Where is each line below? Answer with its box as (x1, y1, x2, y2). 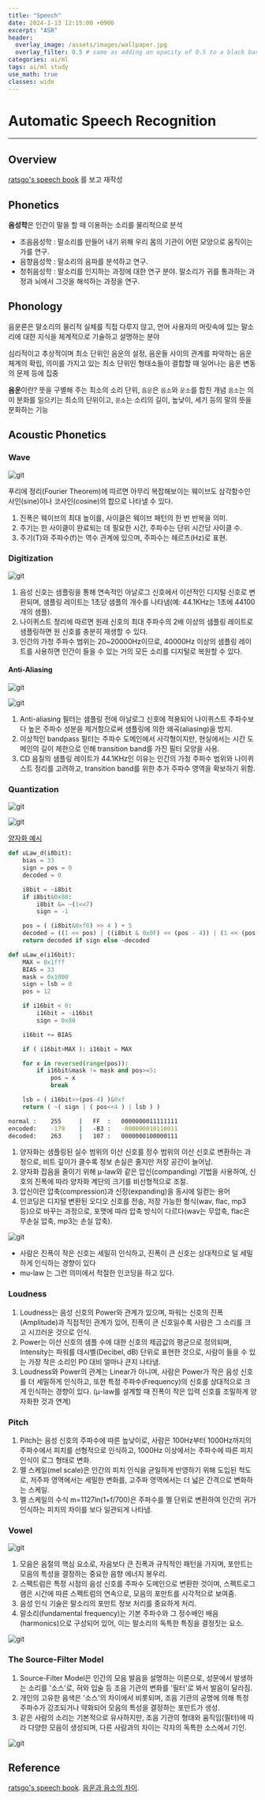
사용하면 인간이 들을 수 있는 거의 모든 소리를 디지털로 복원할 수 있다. (34, 646, 243, 656)
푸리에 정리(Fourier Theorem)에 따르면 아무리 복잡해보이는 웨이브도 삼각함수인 (8, 486, 251, 496)
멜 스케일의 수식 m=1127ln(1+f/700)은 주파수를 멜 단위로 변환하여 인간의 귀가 (19, 1495, 256, 1504)
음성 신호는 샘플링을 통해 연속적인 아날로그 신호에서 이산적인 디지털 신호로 (19, 587, 248, 597)
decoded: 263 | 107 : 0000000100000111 (8, 1132, 178, 1140)
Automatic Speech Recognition (8, 111, 217, 130)
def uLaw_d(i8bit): (8, 849, 73, 858)
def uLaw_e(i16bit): (8, 950, 77, 959)
